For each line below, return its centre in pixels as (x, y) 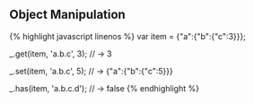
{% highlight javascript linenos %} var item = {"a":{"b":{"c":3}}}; (128, 36)
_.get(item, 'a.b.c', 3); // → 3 (61, 54)
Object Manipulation (67, 15)
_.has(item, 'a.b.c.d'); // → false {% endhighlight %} (105, 88)
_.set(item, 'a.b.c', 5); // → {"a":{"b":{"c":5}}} (91, 71)
